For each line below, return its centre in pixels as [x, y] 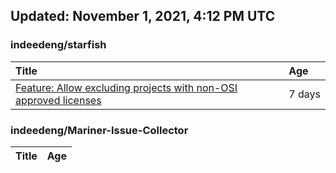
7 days [304, 94]
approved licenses [58, 100]
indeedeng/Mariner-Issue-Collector [99, 130]
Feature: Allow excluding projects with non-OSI [126, 87]
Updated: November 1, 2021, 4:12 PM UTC [143, 16]
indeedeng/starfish [58, 45]
